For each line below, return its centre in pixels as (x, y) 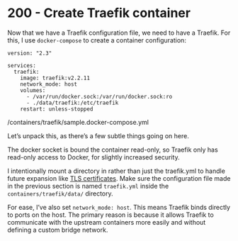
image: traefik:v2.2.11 (55, 78)
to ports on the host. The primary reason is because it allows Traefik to (110, 215)
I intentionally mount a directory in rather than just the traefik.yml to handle (116, 171)
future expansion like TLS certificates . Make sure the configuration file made (119, 178)
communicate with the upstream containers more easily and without (107, 222)
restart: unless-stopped (57, 109)
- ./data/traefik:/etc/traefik (72, 103)
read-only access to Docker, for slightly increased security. (93, 157)
